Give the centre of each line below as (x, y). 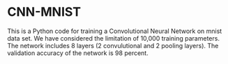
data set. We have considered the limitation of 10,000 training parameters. (113, 38)
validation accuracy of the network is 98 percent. (78, 53)
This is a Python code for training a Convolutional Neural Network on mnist (115, 31)
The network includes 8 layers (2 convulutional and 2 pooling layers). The (113, 45)
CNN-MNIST (44, 12)
